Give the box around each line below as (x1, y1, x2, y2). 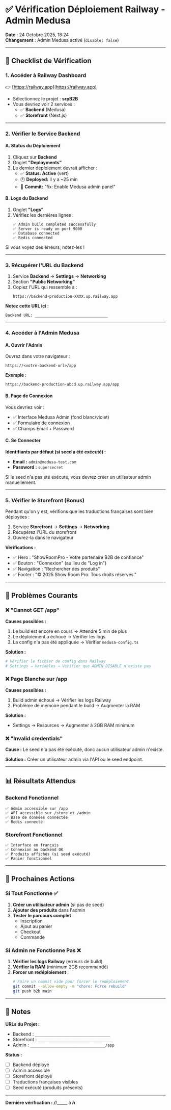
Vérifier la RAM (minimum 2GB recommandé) (12, 964, 108, 970)
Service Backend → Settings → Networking (12, 273, 106, 279)
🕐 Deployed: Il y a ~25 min (20, 176, 78, 182)
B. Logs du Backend (5, 195, 48, 201)
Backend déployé (12, 1062, 49, 1068)
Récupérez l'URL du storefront (12, 529, 76, 535)
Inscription (20, 918, 43, 924)
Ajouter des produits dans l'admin (12, 907, 85, 913)
